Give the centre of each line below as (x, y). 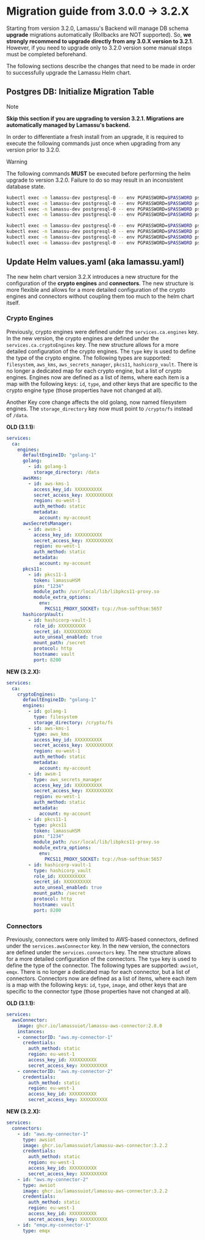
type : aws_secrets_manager (68, 779)
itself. (13, 303)
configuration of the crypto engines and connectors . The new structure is (100, 283)
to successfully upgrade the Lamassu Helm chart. (69, 72)
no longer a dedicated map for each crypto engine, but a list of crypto (94, 371)
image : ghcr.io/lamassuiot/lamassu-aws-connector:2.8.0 (90, 1026)
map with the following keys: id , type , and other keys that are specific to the (102, 384)
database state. (26, 186)
